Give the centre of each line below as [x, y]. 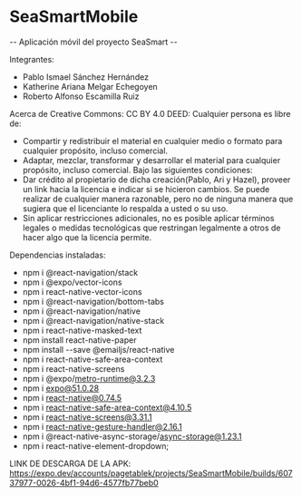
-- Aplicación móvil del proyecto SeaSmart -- [94, 42]
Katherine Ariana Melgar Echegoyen [90, 86]
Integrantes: [32, 59]
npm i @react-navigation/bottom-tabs [93, 301]
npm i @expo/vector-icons [72, 282]
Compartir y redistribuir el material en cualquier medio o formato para [152, 141]
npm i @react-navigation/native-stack [93, 320]
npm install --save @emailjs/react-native [98, 349]
